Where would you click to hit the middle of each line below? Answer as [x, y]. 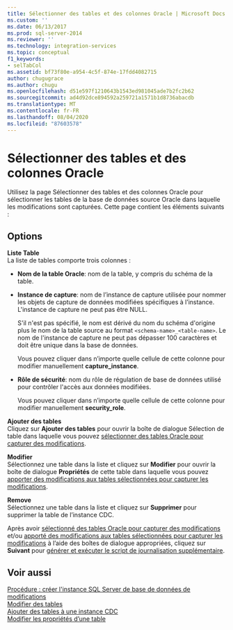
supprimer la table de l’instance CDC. [61, 515]
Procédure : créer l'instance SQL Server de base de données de [99, 590]
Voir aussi [29, 573]
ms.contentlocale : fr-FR [43, 111]
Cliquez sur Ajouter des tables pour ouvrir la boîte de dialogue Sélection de [116, 429]
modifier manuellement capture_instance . [78, 366]
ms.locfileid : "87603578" [45, 124]
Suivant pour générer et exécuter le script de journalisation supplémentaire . [116, 551]
